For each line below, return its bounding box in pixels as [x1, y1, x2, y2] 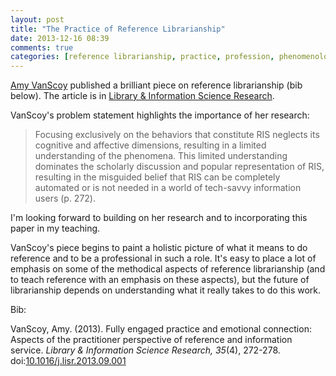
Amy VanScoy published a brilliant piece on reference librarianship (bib [10, 79, 303, 91]
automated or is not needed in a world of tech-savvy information [34, 182, 302, 194]
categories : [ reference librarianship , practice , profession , [10, 52, 275, 62]
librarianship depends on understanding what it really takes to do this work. [10, 284, 322, 296]
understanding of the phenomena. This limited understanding [34, 150, 288, 162]
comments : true [10, 42, 74, 53]
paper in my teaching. [10, 222, 101, 235]
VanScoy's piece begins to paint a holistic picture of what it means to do [10, 242, 308, 254]
